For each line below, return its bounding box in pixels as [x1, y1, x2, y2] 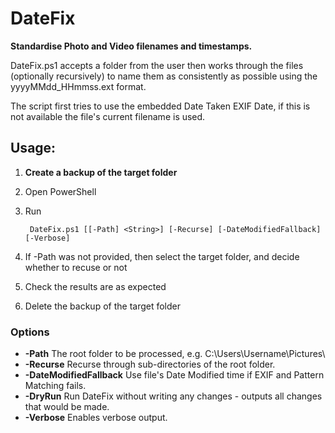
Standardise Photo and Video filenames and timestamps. [10, 40, 253, 52]
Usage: [10, 140, 57, 157]
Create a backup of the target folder [24, 166, 178, 178]
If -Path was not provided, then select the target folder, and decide [24, 250, 300, 262]
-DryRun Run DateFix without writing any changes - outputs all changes [24, 390, 323, 402]
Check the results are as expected [24, 280, 167, 292]
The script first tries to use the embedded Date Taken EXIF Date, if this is [10, 100, 311, 112]
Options [10, 325, 50, 339]
